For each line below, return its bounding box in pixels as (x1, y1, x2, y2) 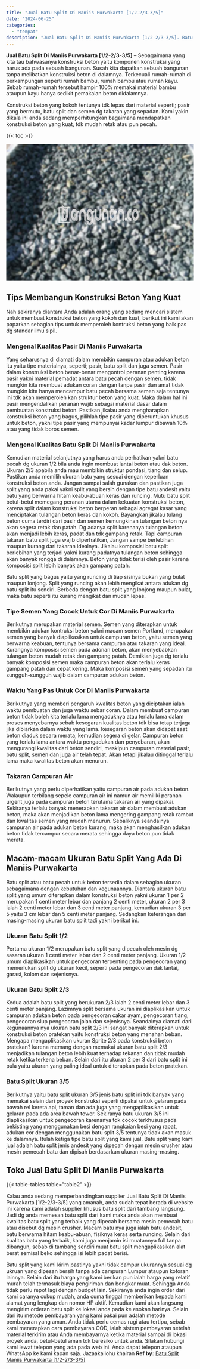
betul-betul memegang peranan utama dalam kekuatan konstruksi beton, (6, 498, 185, 505)
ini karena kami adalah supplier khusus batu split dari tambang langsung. (6, 1205, 185, 1213)
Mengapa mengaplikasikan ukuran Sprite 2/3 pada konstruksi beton (6, 1037, 173, 1044)
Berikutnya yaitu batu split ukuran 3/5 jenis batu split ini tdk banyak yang (6, 1091, 185, 1098)
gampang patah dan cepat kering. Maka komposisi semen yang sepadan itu (6, 665, 192, 673)
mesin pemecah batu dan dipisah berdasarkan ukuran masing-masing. (6, 1148, 180, 1155)
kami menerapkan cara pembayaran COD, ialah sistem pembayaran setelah (6, 1325, 191, 1332)
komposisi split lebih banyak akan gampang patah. (6, 562, 130, 569)
